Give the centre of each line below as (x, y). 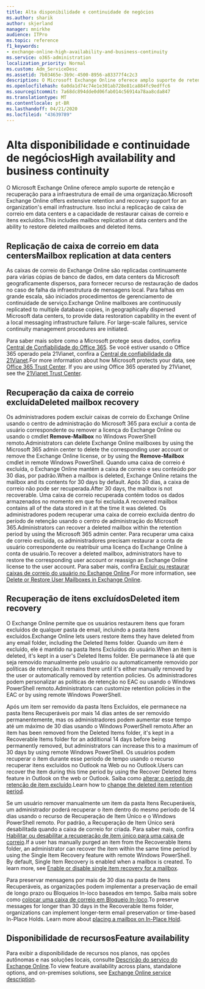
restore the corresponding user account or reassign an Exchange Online (97, 560)
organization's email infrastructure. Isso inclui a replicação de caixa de (95, 207)
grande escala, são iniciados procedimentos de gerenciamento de (89, 296)
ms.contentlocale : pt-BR (38, 103)
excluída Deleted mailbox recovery (73, 402)
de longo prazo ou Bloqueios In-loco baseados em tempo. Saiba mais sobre (102, 893)
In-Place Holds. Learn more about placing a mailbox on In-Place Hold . (94, 919)
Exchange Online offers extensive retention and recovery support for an (97, 201)
